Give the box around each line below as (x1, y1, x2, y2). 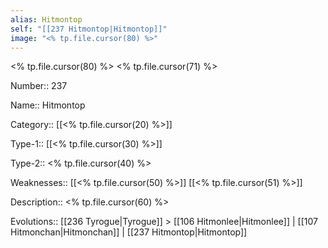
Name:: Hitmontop (10, 99, 86, 111)
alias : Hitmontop (10, 14, 83, 25)
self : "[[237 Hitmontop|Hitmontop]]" (10, 24, 168, 34)
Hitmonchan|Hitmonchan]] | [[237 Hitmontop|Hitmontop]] (10, 226, 248, 238)
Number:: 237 (10, 80, 68, 92)
